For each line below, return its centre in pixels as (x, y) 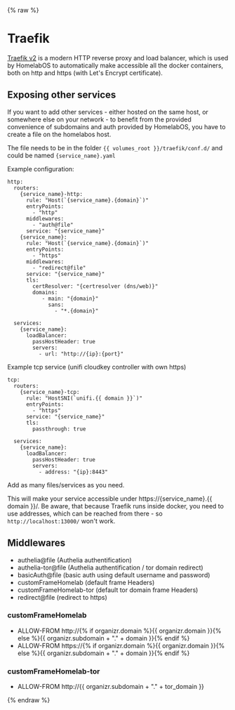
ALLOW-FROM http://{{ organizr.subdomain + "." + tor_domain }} (111, 687)
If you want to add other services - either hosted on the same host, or (108, 112)
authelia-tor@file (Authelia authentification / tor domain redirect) (110, 567)
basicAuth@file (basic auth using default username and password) (114, 574)
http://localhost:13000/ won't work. (61, 521)
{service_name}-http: (51, 194)
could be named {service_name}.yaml (61, 155)
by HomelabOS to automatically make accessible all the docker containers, (115, 65)
